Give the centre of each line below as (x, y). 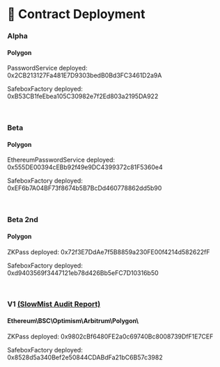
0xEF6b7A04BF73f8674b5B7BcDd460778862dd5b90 (85, 188)
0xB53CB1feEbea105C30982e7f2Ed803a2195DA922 (83, 96)
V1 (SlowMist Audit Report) (54, 304)
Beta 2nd (23, 220)
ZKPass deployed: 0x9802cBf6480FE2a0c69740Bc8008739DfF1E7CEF (110, 336)
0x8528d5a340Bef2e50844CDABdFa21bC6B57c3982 (85, 357)
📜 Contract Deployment (76, 14)
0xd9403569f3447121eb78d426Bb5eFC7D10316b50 (83, 273)
